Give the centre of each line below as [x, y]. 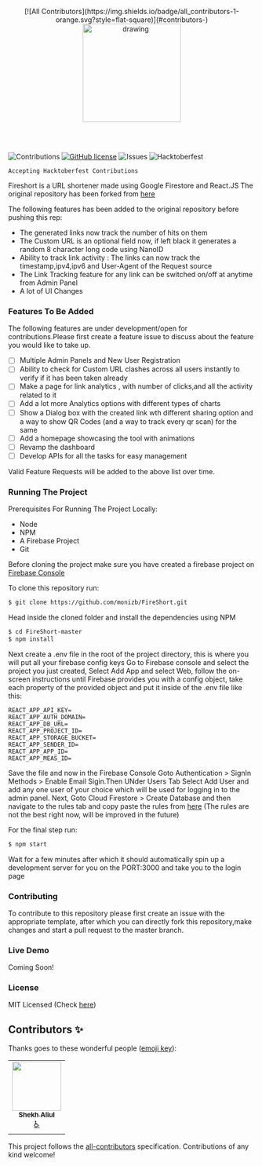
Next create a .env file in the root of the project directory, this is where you [129, 654]
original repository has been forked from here [82, 194]
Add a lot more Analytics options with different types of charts [120, 404]
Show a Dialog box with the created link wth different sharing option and [136, 412]
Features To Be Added [51, 311]
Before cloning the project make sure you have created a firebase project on [131, 565]
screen [20, 679]
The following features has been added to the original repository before [124, 209]
